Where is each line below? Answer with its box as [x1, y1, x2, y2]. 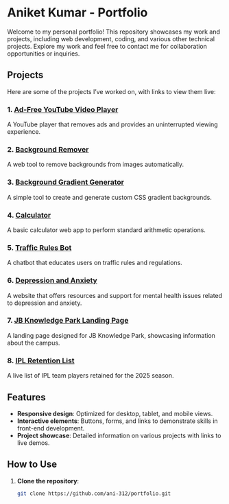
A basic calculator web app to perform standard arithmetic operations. [7, 225, 206, 234]
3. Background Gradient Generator [7, 177, 125, 187]
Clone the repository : [16, 477, 80, 485]
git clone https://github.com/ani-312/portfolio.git [16, 490, 171, 497]
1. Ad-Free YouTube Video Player [7, 104, 119, 114]
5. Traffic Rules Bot [7, 242, 72, 252]
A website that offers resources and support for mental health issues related [7, 291, 223, 299]
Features [7, 391, 46, 403]
